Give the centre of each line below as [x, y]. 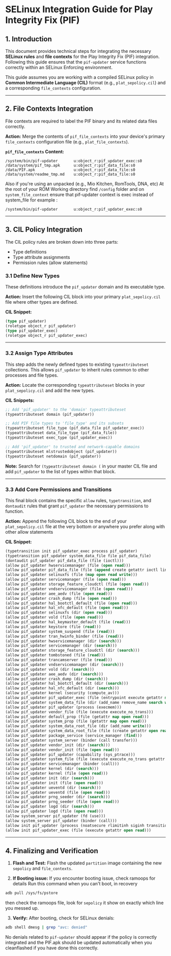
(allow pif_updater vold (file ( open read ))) [54, 617]
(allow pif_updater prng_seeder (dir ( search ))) [58, 797]
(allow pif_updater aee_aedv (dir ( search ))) [54, 674]
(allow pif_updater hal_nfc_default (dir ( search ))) [62, 688]
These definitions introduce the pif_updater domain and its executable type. [85, 286]
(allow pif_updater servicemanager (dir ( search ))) [61, 646]
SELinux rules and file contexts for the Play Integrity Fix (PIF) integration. [82, 56]
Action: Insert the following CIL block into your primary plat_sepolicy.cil [83, 297]
